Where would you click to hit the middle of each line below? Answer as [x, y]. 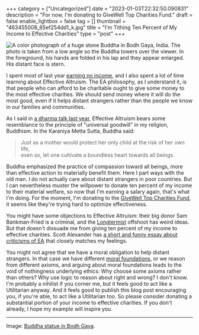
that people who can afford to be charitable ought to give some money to [95, 88]
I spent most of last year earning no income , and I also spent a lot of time [95, 75]
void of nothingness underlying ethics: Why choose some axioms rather [94, 271]
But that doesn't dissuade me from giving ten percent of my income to [92, 228]
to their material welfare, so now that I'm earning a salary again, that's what [98, 191]
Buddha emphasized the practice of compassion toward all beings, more [95, 166]
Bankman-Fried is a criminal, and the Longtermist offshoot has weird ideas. [98, 222]
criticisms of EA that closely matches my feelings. [67, 241]
